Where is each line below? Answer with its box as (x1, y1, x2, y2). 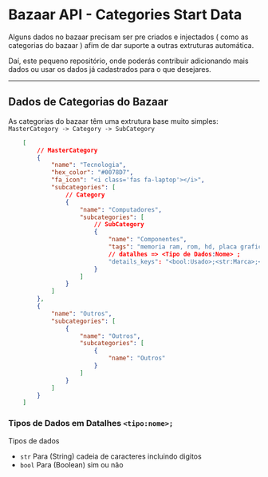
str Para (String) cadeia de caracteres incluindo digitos (19, 451, 202, 461)
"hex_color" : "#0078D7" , (50, 169, 134, 177)
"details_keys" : (108, 257, 162, 265)
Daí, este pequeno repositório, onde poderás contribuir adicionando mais (8, 56, 249, 66)
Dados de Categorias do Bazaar (8, 95, 169, 109)
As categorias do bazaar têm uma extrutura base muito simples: (8, 116, 219, 125)
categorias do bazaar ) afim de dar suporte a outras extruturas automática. (8, 40, 254, 50)
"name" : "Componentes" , (108, 236, 187, 244)
